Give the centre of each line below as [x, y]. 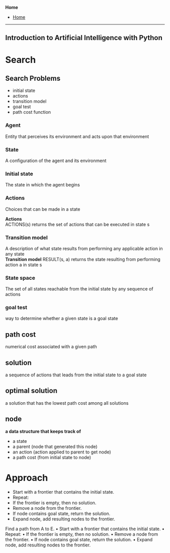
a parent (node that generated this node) [55, 446]
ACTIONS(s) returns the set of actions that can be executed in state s [77, 224]
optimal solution [31, 391]
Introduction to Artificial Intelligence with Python [84, 38]
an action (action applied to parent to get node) [62, 452]
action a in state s [24, 265]
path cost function [32, 112]
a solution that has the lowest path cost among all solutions [67, 403]
